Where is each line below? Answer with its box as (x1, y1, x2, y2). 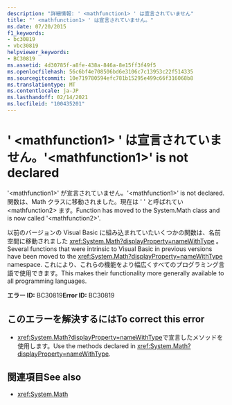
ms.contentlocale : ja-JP (7, 87, 79, 94)
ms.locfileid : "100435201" (7, 101, 85, 107)
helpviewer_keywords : (7, 49, 70, 56)
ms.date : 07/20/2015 (7, 23, 67, 30)
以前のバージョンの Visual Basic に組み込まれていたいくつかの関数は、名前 (7, 228, 221, 236)
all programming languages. (7, 277, 87, 285)
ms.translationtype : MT (7, 81, 76, 88)
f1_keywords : (7, 29, 45, 37)
